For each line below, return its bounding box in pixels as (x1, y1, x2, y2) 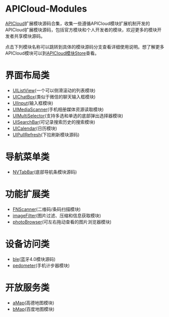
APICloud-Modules (5, 3, 87, 15)
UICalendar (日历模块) (12, 125, 57, 131)
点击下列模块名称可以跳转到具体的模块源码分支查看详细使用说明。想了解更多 (5, 43, 164, 50)
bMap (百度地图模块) (12, 306, 54, 312)
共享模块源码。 (14, 33, 45, 39)
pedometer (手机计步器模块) (12, 262, 70, 268)
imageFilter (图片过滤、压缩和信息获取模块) (12, 212, 101, 218)
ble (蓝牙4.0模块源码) (12, 256, 56, 262)
